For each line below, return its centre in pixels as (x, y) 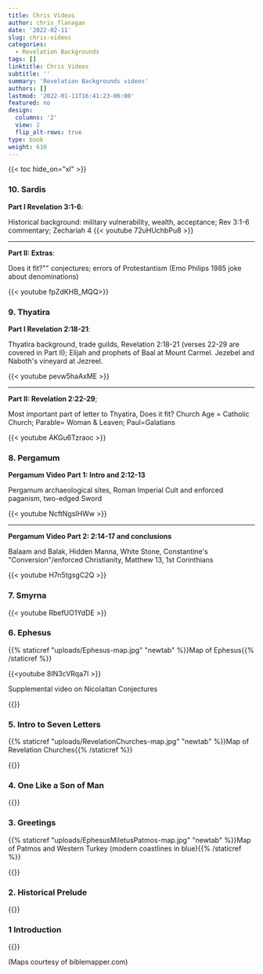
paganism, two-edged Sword (55, 499)
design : (21, 111)
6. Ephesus (30, 633)
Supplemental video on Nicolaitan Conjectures (83, 689)
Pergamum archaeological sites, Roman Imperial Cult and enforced (116, 490)
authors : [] (27, 88)
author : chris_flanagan (47, 23)
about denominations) (43, 276)
